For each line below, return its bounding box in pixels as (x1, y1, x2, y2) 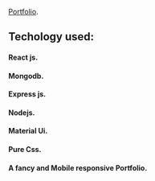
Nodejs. (8, 108, 35, 117)
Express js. (8, 89, 47, 99)
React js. (8, 52, 39, 62)
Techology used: (8, 30, 95, 43)
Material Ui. (8, 126, 48, 136)
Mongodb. (8, 71, 44, 80)
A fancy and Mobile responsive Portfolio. (8, 162, 148, 172)
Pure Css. (8, 144, 42, 154)
